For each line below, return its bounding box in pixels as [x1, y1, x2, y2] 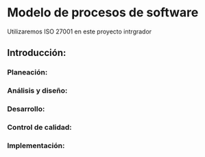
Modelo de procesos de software [7, 5, 199, 20]
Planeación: [7, 68, 48, 77]
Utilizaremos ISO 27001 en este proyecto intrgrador [7, 27, 152, 35]
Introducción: [7, 47, 67, 59]
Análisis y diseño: [7, 86, 68, 96]
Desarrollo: [7, 104, 45, 114]
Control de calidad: [7, 123, 72, 132]
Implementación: [7, 141, 65, 150]
